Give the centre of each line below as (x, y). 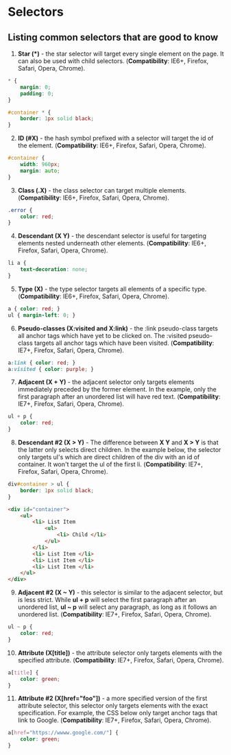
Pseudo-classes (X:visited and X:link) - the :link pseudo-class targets (118, 328)
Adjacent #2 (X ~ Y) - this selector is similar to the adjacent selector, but (120, 592)
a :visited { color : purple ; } (51, 369)
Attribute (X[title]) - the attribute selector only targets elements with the (120, 653)
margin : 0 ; (36, 87)
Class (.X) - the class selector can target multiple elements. (102, 190)
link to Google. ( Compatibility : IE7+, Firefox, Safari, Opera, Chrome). (114, 720)
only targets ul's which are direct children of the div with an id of (109, 457)
